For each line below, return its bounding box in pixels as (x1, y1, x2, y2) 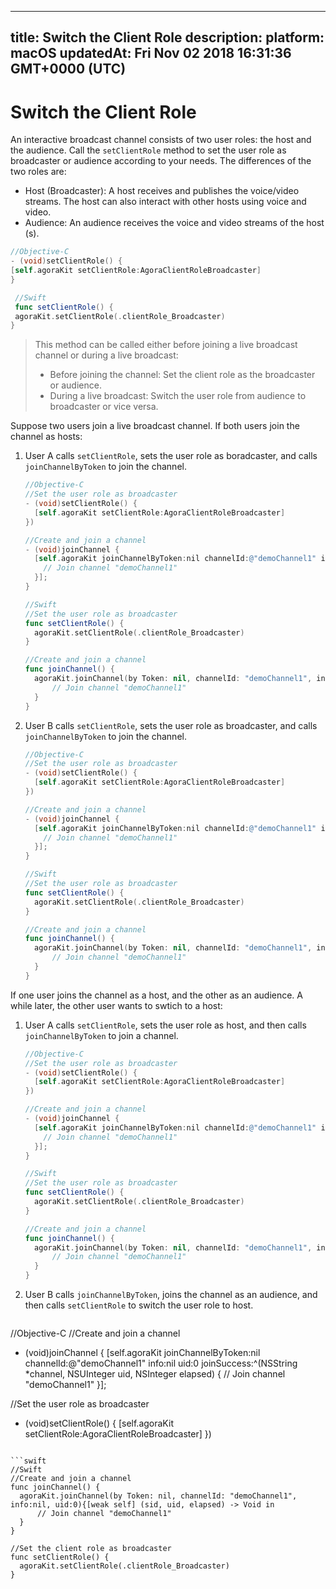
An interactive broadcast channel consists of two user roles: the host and (10, 134, 312, 146)
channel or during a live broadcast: (34, 349, 179, 361)
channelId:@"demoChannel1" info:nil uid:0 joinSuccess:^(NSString (24, 1357, 298, 1370)
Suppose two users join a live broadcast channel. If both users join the (10, 420, 300, 432)
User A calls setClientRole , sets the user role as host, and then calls (24, 1019, 307, 1031)
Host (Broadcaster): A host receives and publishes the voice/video (24, 185, 300, 197)
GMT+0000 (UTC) (10, 61, 127, 78)
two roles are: (10, 166, 67, 178)
